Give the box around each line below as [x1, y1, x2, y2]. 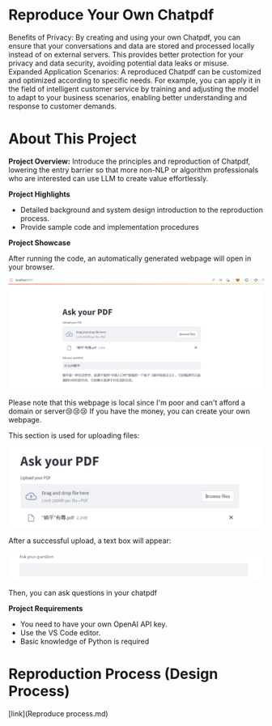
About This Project [8, 129, 138, 148]
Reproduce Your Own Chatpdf [8, 6, 215, 24]
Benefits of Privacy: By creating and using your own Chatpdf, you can [8, 32, 241, 42]
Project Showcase [8, 237, 71, 248]
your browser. [8, 261, 55, 272]
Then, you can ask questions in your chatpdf [8, 588, 158, 598]
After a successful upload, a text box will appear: [8, 536, 172, 546]
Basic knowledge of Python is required [19, 637, 150, 647]
